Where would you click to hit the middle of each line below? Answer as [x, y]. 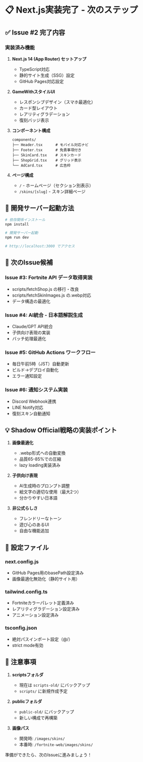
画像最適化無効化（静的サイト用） [46, 579]
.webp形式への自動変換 [43, 453]
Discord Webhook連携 [34, 401]
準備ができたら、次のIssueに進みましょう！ [48, 755]
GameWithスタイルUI [34, 91]
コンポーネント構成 [31, 130]
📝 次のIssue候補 [29, 263]
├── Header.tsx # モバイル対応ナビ [50, 145]
